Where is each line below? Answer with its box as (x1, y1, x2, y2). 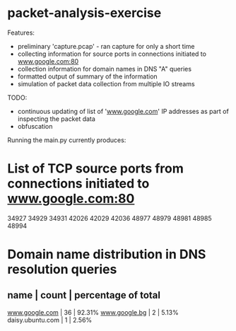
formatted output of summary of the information (17, 72, 158, 81)
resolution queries (7, 262, 117, 277)
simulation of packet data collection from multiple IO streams (17, 79, 196, 88)
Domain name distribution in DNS (7, 246, 206, 262)
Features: (7, 28, 35, 37)
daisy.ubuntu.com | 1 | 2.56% (7, 315, 93, 324)
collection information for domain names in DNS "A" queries (17, 64, 192, 73)
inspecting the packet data (17, 115, 95, 123)
